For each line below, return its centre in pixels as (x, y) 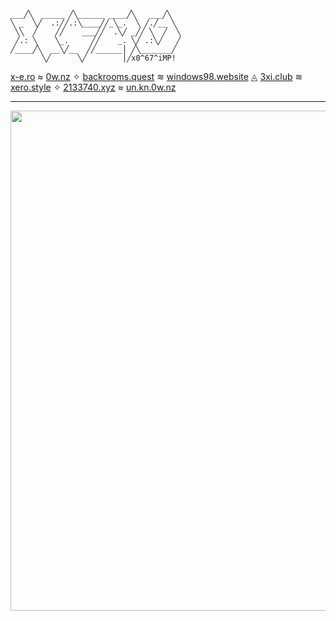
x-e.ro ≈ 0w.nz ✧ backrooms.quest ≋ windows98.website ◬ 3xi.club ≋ (156, 76)
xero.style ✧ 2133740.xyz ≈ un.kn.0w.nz (93, 87)
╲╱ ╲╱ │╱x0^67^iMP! (109, 58)
